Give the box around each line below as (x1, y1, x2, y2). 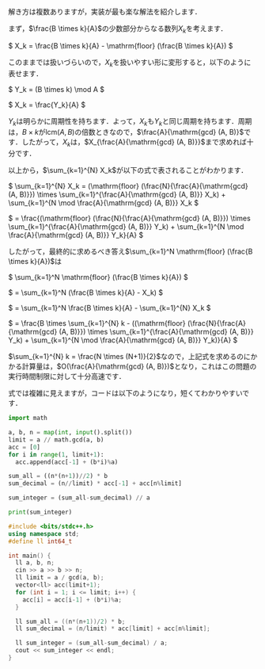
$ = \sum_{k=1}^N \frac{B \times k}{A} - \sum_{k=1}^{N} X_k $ (8, 304, 211, 313)
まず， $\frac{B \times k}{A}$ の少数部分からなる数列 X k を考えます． (8, 24, 228, 35)
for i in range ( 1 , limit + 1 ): (8, 450, 104, 458)
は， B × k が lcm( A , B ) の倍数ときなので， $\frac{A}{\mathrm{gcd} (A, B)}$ (8, 128, 244, 137)
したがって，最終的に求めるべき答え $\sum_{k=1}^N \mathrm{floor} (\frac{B (8, 247, 253, 256)
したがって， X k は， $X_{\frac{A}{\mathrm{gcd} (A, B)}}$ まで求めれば (21, 137, 248, 149)
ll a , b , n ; (15, 559, 55, 567)
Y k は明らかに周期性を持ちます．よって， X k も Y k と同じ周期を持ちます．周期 (8, 116, 252, 128)
